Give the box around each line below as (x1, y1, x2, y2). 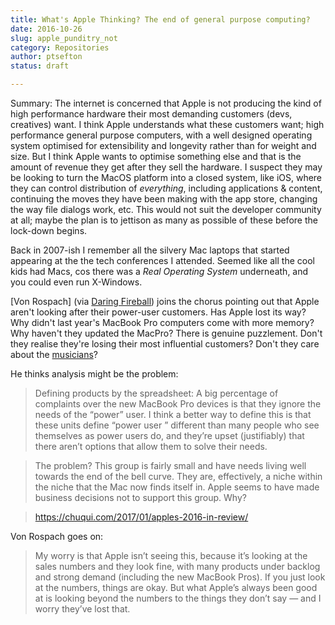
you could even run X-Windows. (10, 276, 143, 288)
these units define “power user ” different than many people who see (34, 419, 320, 431)
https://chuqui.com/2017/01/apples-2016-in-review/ (34, 511, 249, 523)
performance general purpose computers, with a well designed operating (10, 129, 313, 141)
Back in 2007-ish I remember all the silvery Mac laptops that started (10, 244, 290, 256)
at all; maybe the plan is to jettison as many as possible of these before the (10, 214, 318, 226)
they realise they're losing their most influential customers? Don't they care (10, 338, 320, 350)
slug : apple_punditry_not (10, 33, 118, 43)
